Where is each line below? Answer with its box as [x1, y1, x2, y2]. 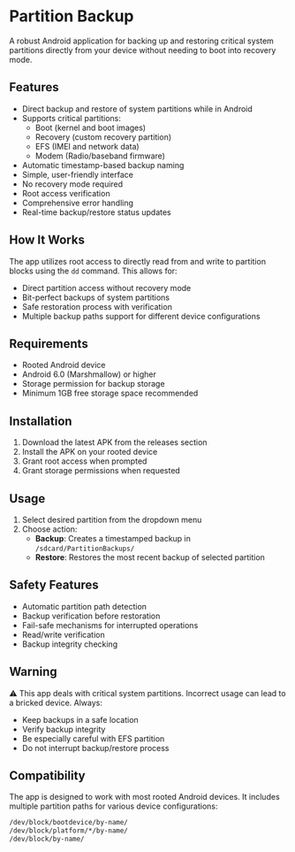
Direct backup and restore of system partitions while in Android [21, 104, 253, 114]
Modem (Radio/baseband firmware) [34, 150, 166, 161]
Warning [9, 664, 57, 679]
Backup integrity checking [21, 639, 117, 649]
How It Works [9, 233, 86, 248]
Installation [9, 413, 72, 428]
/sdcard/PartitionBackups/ [34, 544, 135, 553]
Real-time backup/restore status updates [21, 206, 172, 218]
